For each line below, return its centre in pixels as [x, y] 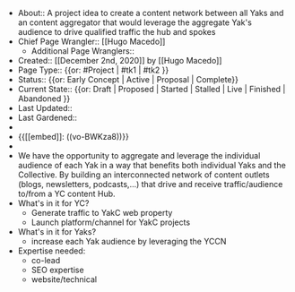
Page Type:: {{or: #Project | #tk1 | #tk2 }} [93, 70]
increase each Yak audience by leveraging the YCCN [129, 241]
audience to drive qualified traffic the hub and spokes [117, 32]
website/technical [64, 279]
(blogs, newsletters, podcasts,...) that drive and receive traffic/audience [150, 184]
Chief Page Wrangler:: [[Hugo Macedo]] [91, 41]
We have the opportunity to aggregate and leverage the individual [139, 155]
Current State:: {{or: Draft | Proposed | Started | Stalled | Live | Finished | [152, 89]
